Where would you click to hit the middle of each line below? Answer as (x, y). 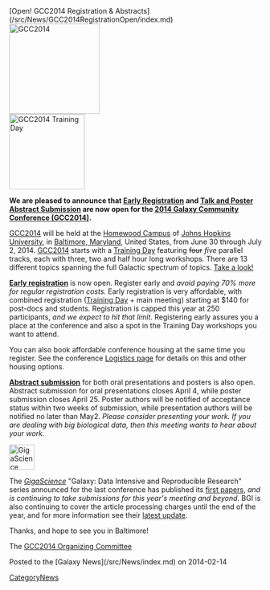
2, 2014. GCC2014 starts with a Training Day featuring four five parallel (126, 250)
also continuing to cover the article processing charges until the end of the (133, 507)
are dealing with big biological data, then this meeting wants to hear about (133, 425)
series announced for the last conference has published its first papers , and (135, 490)
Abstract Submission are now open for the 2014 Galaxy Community (124, 209)
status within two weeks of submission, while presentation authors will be (131, 408)
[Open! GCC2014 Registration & (61, 11)
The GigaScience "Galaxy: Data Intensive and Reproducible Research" (125, 481)
